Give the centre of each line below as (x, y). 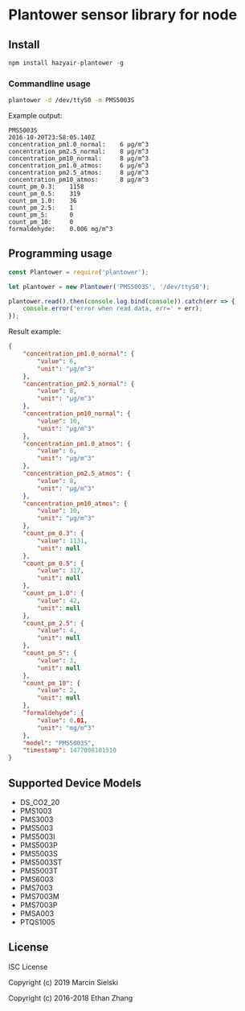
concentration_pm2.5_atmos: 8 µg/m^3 (79, 173)
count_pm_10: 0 (41, 222)
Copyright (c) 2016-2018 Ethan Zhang (71, 998)
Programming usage (60, 254)
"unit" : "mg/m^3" (66, 728)
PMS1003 (36, 811)
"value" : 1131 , (63, 541)
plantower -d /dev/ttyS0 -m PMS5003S (71, 101)
